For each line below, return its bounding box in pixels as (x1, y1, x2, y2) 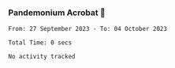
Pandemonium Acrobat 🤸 (8, 7, 106, 18)
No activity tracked (8, 53, 76, 61)
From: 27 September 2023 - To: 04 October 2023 (8, 25, 168, 33)
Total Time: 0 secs (8, 39, 73, 47)
